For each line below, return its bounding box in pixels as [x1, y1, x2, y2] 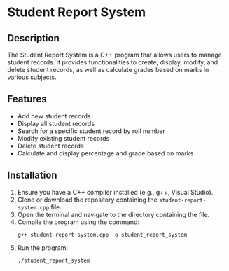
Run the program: [17, 243, 69, 252]
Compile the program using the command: [17, 218, 140, 226]
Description [7, 32, 60, 44]
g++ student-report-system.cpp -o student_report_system [17, 231, 188, 238]
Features [7, 93, 47, 105]
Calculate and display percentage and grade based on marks [17, 148, 194, 158]
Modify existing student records [17, 134, 110, 142]
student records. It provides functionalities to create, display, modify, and [7, 58, 218, 67]
